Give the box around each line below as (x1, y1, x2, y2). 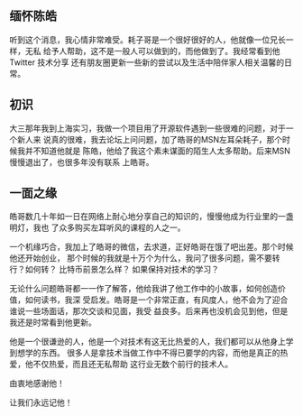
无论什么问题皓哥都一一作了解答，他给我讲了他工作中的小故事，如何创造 (9, 283, 278, 294)
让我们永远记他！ (9, 397, 73, 408)
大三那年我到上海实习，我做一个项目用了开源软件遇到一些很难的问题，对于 (9, 123, 286, 134)
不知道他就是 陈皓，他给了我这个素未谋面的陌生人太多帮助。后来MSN (32, 145, 291, 156)
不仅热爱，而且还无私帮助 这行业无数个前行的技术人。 (32, 359, 233, 370)
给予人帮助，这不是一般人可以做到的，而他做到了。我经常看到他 (42, 45, 280, 56)
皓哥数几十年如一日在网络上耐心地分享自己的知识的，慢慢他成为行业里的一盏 (9, 211, 294, 222)
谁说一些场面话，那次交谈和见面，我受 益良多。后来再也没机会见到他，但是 (9, 306, 289, 317)
